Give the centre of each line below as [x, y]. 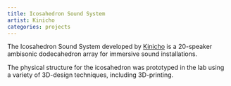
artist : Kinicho [31, 20]
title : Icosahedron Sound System [56, 14]
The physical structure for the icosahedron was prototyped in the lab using [116, 68]
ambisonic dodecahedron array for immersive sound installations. [102, 54]
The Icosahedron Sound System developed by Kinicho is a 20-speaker [110, 47]
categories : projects [39, 27]
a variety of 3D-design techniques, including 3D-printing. [90, 75]
